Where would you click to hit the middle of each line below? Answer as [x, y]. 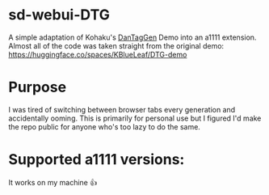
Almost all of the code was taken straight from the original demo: [116, 45]
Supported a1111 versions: [97, 160]
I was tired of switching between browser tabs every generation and [122, 109]
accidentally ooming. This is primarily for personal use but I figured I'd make [135, 118]
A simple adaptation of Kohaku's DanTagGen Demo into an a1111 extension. [132, 37]
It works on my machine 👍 [53, 182]
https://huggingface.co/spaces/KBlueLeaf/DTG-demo [98, 54]
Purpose [38, 87]
